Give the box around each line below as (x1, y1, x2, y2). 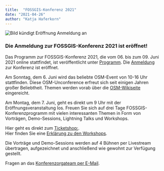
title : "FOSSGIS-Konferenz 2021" (5, 7, 77, 12)
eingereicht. (5, 90, 30, 96)
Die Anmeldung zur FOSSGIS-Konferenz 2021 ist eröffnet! (5, 43, 148, 50)
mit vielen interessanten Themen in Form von (48, 110, 141, 116)
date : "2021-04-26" (5, 12, 46, 17)
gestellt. (5, 150, 22, 157)
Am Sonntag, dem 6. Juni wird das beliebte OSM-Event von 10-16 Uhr (5, 74, 148, 80)
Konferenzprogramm (5, 110, 48, 116)
